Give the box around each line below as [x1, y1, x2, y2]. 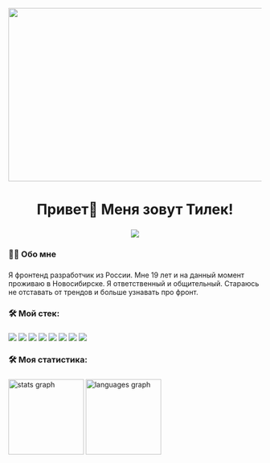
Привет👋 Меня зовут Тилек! [36, 200, 234, 219]
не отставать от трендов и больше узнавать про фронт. [8, 287, 198, 297]
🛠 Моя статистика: [8, 354, 88, 365]
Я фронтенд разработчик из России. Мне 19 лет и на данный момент [8, 270, 245, 280]
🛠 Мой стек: [8, 308, 60, 319]
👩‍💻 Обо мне [8, 248, 57, 260]
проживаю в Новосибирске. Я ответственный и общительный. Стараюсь [8, 278, 260, 288]
